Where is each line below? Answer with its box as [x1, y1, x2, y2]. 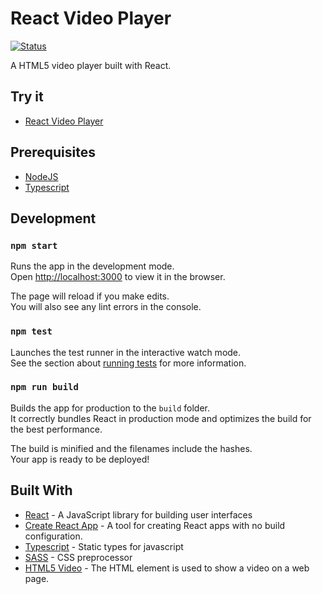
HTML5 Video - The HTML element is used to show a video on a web [24, 562, 310, 574]
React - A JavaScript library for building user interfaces [24, 508, 253, 521]
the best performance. [10, 423, 103, 435]
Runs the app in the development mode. [10, 260, 175, 272]
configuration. [24, 530, 83, 542]
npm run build [10, 382, 79, 393]
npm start [10, 240, 58, 251]
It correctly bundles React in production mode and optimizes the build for [10, 412, 312, 424]
